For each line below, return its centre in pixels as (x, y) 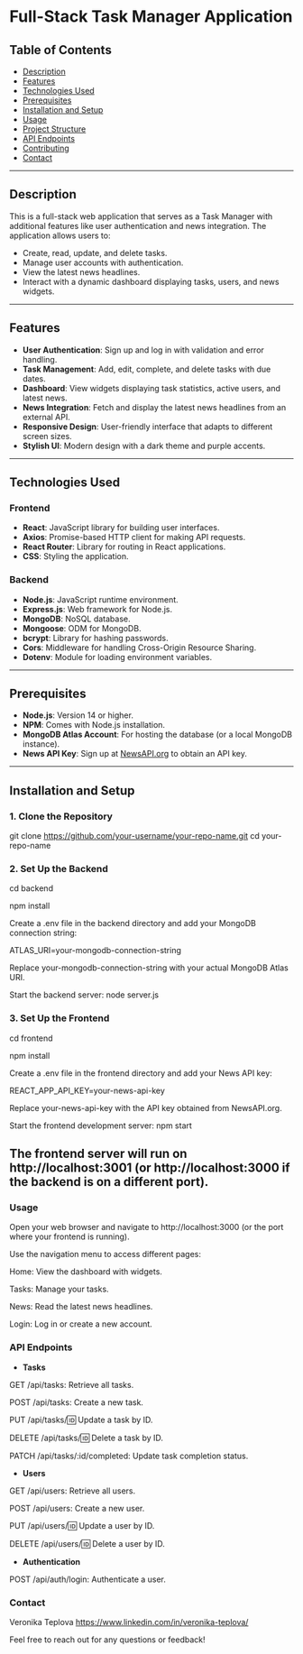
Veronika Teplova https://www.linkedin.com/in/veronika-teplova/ (129, 1622)
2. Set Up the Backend (59, 869)
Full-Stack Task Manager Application (151, 17)
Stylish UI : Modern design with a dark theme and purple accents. (144, 446)
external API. (46, 417)
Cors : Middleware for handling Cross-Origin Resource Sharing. (139, 648)
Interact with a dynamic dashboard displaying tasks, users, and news (151, 281)
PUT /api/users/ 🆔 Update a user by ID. (82, 1525)
